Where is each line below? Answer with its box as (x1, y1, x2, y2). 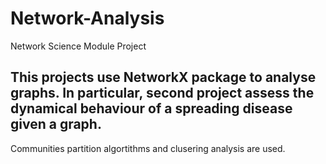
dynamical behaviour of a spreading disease (10, 100, 293, 117)
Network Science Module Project (10, 40, 147, 52)
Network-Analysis (10, 7, 165, 30)
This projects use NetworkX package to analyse (10, 69, 317, 86)
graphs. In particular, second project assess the (10, 85, 315, 102)
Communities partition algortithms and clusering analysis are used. (10, 142, 286, 154)
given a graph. (10, 116, 102, 133)
